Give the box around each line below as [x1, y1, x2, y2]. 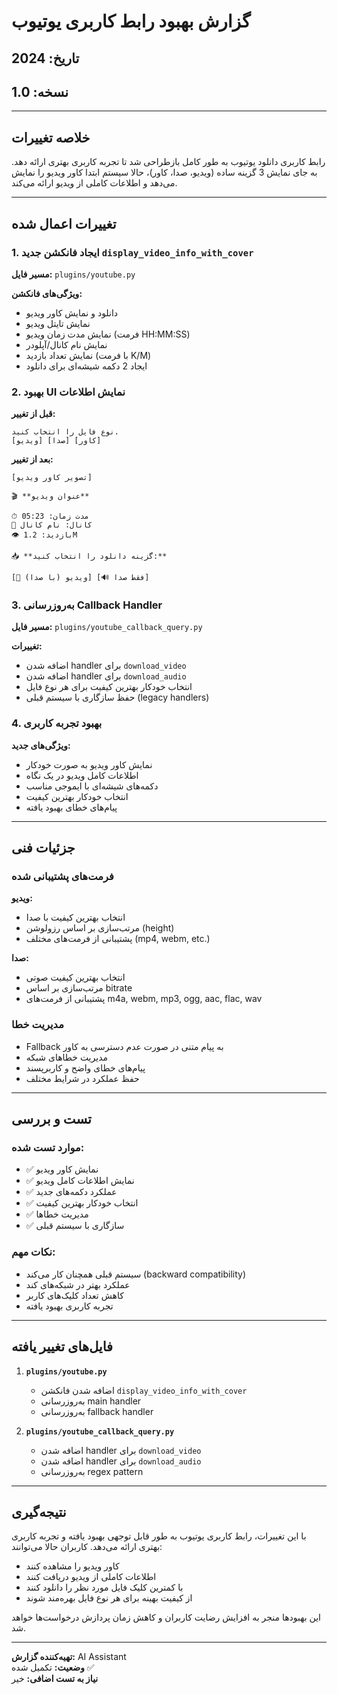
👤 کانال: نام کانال [11, 520, 93, 530]
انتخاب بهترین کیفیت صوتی [25, 971, 126, 984]
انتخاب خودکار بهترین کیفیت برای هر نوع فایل [25, 681, 193, 693]
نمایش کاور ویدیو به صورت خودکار [25, 758, 153, 770]
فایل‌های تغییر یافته [11, 1338, 114, 1355]
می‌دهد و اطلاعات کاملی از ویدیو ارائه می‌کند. [11, 177, 178, 189]
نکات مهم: [11, 1245, 56, 1259]
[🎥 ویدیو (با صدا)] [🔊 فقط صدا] [11, 573, 150, 583]
